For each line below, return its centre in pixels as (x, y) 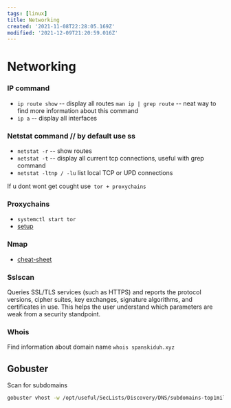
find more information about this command (78, 110)
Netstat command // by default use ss (71, 136)
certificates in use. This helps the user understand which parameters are (110, 307)
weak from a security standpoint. (54, 314)
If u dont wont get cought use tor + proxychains (77, 186)
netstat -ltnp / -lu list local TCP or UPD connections (95, 173)
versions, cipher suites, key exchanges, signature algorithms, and (100, 299)
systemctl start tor (46, 220)
